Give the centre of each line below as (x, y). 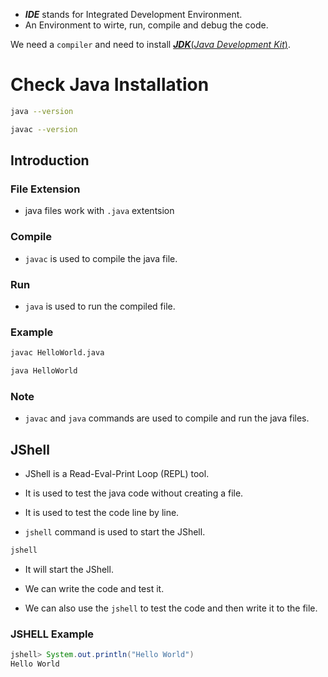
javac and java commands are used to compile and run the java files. (167, 418)
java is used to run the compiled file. (100, 306)
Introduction (50, 160)
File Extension (45, 189)
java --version (42, 111)
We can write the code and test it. (94, 588)
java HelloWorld (44, 371)
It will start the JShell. (69, 569)
